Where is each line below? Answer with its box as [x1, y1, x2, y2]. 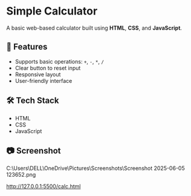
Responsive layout [15, 71, 61, 78]
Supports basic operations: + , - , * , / [15, 57, 105, 65]
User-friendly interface [15, 77, 73, 84]
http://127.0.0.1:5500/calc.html [6, 183, 81, 190]
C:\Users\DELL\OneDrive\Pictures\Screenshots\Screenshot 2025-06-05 [6, 165, 186, 172]
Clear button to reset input [15, 64, 81, 71]
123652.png [6, 171, 36, 178]
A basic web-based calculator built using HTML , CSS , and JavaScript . [6, 24, 183, 31]
